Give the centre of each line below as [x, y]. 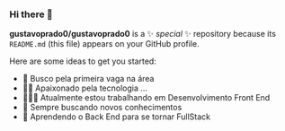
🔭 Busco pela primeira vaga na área [88, 79]
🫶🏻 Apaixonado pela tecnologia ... [85, 88]
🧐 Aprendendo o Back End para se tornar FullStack [116, 117]
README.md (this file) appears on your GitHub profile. [104, 44]
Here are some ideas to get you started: [83, 61]
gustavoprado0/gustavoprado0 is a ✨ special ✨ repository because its [143, 34]
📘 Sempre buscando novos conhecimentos [102, 108]
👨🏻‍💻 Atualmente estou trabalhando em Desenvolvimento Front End [146, 98]
